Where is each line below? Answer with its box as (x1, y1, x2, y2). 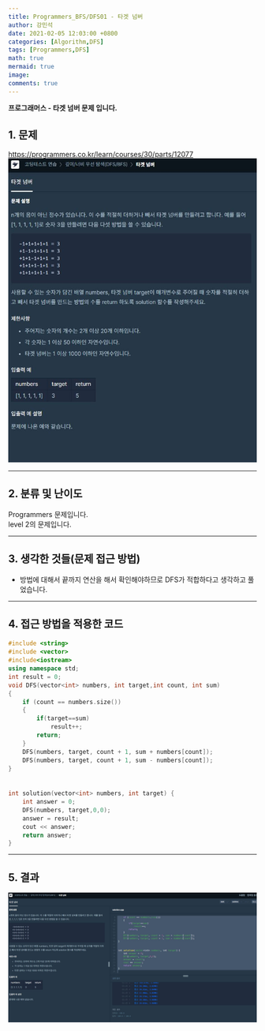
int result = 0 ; (8, 673, 62, 680)
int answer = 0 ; (22, 798, 77, 806)
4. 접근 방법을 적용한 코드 (8, 617, 124, 631)
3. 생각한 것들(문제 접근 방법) (8, 553, 140, 566)
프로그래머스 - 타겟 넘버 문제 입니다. (8, 103, 118, 112)
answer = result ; (22, 814, 80, 823)
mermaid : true (8, 63, 55, 71)
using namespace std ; (8, 665, 80, 673)
